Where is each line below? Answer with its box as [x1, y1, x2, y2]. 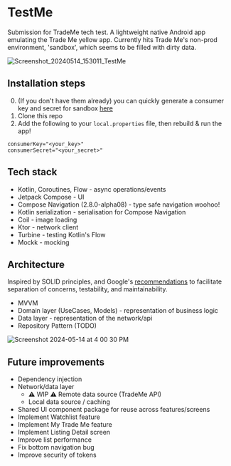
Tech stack [7, 166, 58, 178]
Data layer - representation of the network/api [17, 314, 153, 323]
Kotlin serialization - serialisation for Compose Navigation [17, 207, 186, 216]
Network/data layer [17, 383, 75, 391]
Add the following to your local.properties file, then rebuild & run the [17, 119, 222, 128]
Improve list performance [17, 435, 92, 444]
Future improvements [7, 356, 105, 368]
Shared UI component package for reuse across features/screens [17, 405, 210, 414]
